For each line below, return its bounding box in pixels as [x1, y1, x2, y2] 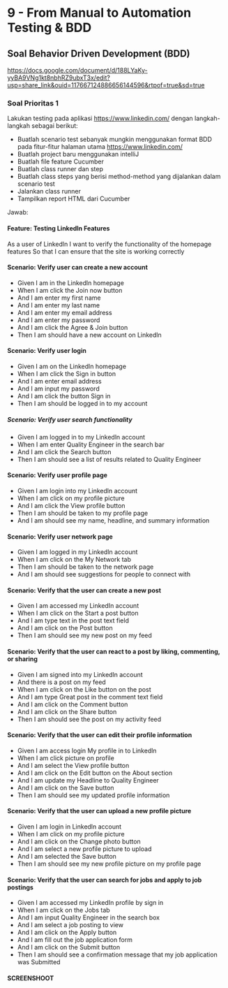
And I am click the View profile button [17, 502, 126, 510]
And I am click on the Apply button [17, 928, 117, 937]
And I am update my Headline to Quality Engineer [17, 776, 159, 784]
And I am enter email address [17, 377, 102, 385]
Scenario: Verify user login [7, 347, 87, 355]
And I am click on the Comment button [17, 700, 128, 709]
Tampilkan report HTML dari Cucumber [17, 194, 130, 203]
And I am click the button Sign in [17, 391, 111, 400]
